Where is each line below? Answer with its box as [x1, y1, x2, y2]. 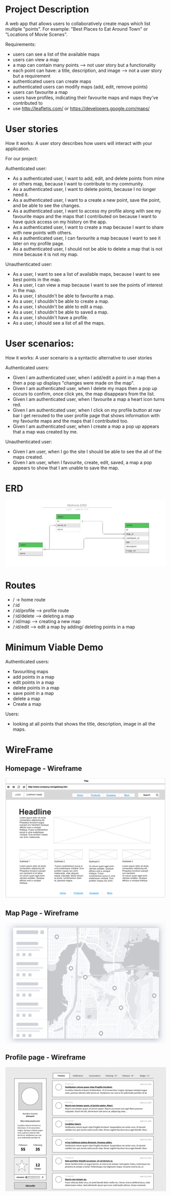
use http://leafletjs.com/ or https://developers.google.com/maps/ [12, 105, 150, 111]
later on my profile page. [12, 240, 65, 246]
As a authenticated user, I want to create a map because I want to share [12, 224, 164, 230]
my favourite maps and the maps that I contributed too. [12, 418, 129, 424]
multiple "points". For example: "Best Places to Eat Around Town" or [5, 26, 148, 32]
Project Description [5, 4, 89, 15]
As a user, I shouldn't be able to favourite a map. [12, 293, 115, 299]
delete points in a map [12, 684, 60, 690]
